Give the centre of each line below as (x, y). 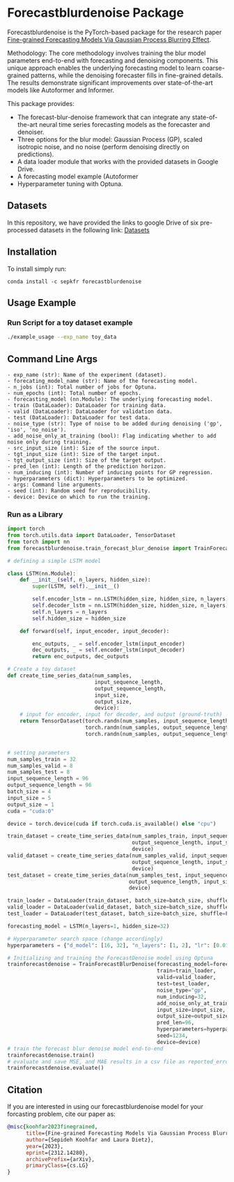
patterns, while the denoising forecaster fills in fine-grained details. (127, 75)
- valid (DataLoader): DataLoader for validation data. (90, 411)
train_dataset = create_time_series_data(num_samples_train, (98, 836)
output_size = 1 (31, 804)
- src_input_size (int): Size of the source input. (84, 448)
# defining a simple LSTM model (54, 561)
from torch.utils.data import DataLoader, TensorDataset (92, 536)
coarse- (213, 68)
